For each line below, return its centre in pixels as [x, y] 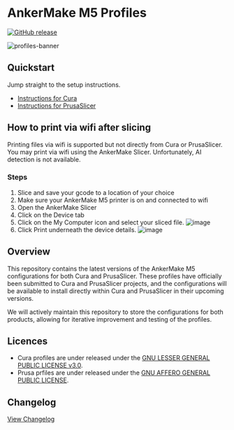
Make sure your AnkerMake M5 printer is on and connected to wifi [112, 200]
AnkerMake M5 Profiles [77, 13]
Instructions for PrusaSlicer [57, 106]
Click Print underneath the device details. [77, 229]
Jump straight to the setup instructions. [64, 85]
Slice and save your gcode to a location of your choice [96, 192]
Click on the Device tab [51, 215]
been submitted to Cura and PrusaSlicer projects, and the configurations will [117, 283]
